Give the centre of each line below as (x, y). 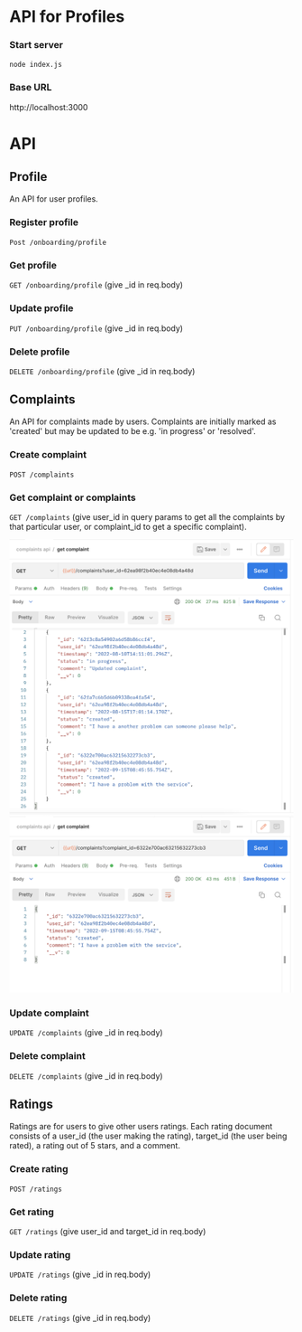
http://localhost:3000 (49, 107)
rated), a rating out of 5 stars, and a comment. (95, 1145)
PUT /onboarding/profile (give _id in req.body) (96, 328)
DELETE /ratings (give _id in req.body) (80, 1318)
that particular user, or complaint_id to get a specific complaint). (128, 527)
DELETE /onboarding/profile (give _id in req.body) (102, 371)
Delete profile (40, 352)
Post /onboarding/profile (58, 243)
